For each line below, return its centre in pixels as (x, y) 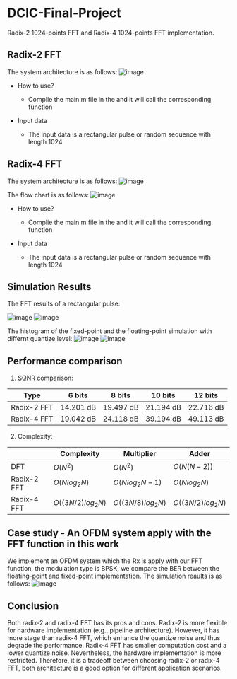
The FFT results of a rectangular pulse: (64, 304)
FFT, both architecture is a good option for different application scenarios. (115, 668)
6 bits (78, 395)
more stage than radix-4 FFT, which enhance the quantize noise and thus (114, 638)
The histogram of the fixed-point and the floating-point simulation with (110, 331)
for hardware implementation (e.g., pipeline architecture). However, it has (114, 630)
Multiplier (140, 454)
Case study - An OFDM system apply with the (109, 533)
